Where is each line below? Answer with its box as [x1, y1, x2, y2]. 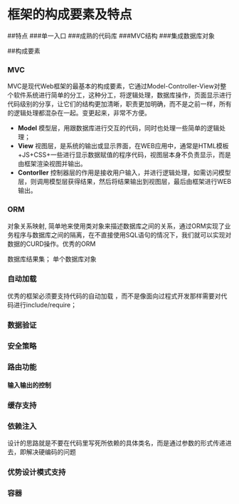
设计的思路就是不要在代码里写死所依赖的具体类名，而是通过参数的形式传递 [7, 439, 225, 448]
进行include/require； [13, 300, 77, 309]
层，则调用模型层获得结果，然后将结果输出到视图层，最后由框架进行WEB [17, 178, 232, 186]
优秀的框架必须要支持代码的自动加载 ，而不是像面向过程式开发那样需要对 [7, 292, 221, 300]
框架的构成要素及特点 [7, 6, 133, 23]
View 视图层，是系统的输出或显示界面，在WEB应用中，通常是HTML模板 [17, 142, 229, 150]
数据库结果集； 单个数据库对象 [7, 254, 97, 263]
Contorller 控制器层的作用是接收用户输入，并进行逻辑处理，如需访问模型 [17, 168, 231, 177]
